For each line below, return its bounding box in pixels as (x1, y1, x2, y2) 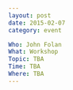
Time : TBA (8, 62, 41, 71)
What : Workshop (8, 48, 59, 56)
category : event (8, 26, 62, 34)
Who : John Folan (8, 40, 62, 48)
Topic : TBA (8, 55, 44, 63)
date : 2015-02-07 (8, 19, 66, 27)
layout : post (8, 11, 52, 20)
